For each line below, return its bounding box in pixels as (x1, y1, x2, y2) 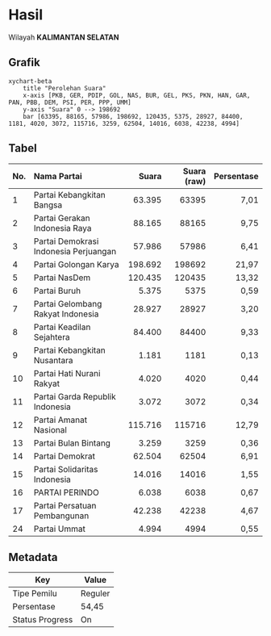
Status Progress (12, 614, 73, 626)
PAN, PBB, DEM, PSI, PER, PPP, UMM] (8, 98, 131, 107)
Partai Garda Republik (33, 391, 116, 402)
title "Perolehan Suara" (23, 84, 106, 92)
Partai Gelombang (33, 298, 102, 309)
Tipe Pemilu (12, 588, 58, 599)
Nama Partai (33, 170, 82, 182)
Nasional (33, 424, 67, 435)
